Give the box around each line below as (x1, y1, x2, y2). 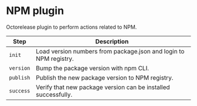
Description (95, 37, 129, 45)
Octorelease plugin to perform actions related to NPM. (6, 23, 137, 30)
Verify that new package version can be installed (36, 83, 170, 91)
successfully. (36, 90, 73, 98)
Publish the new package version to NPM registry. (36, 73, 174, 81)
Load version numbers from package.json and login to (36, 47, 185, 55)
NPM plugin (6, 4, 64, 18)
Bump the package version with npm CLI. (36, 64, 150, 72)
